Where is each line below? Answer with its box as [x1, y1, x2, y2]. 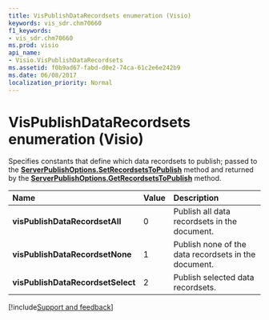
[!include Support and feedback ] [8, 302, 114, 312]
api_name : [8, 49, 42, 57]
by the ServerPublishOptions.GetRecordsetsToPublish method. [8, 174, 222, 183]
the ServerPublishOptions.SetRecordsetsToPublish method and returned [8, 165, 254, 174]
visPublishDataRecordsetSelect [12, 277, 136, 288]
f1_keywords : [8, 26, 52, 34]
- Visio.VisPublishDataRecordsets [8, 57, 124, 65]
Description [173, 193, 219, 204]
